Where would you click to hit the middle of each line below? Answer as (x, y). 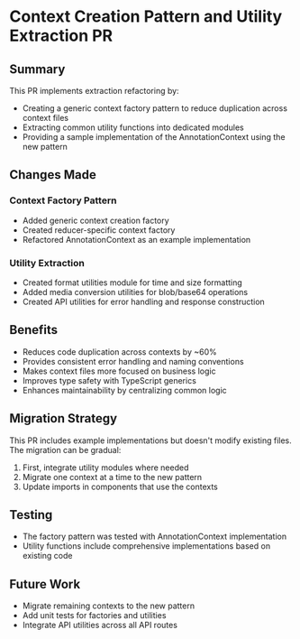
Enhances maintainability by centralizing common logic (124, 390)
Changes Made (53, 175)
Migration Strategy (64, 418)
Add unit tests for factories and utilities (94, 616)
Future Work (45, 584)
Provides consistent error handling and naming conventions (133, 361)
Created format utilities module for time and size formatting (132, 282)
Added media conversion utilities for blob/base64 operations (135, 292)
